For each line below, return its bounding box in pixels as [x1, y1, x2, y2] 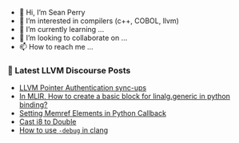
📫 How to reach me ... [18, 42, 94, 51]
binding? [18, 100, 49, 109]
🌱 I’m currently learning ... [18, 25, 105, 34]
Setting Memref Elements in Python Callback [18, 109, 167, 118]
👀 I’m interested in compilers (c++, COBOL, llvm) [18, 16, 179, 26]
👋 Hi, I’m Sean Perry [18, 8, 86, 17]
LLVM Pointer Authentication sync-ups [18, 83, 147, 93]
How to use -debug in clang [18, 125, 109, 135]
